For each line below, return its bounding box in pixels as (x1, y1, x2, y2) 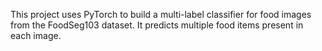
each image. (10, 30, 62, 41)
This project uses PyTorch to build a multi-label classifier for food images (10, 9, 312, 20)
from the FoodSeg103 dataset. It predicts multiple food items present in (10, 19, 304, 31)
